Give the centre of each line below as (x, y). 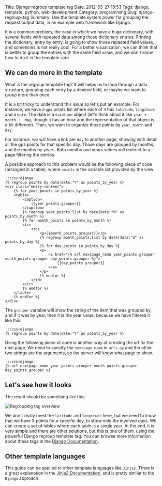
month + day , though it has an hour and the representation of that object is (80, 119)
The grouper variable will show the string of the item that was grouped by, (78, 310)
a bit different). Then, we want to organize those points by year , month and (79, 125)
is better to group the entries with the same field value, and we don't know (79, 52)
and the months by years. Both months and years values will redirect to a (78, 149)
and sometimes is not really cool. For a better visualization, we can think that (81, 47)
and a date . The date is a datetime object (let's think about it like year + (76, 114)
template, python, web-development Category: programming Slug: (71, 12)
